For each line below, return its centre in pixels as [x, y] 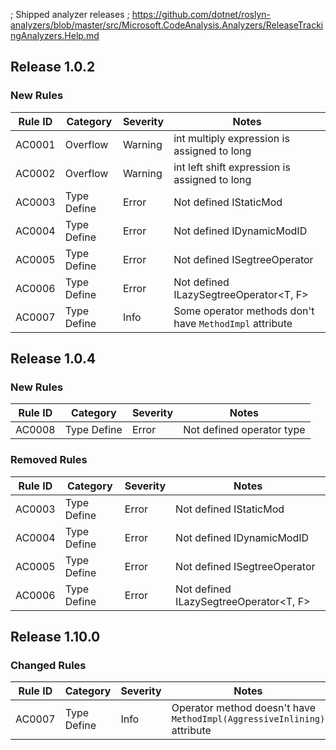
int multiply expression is [231, 138]
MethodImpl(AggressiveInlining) [248, 719]
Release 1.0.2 [53, 67]
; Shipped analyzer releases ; [70, 14]
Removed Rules [49, 460]
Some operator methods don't [244, 311]
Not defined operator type [244, 430]
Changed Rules [48, 665]
